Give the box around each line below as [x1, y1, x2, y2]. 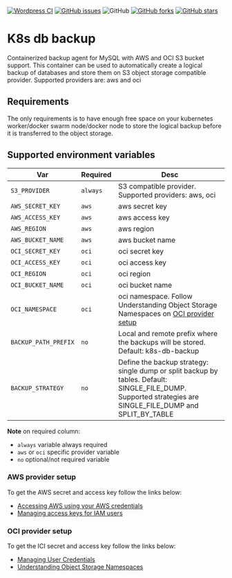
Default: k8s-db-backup [118, 346, 200, 356]
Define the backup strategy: [118, 357, 209, 367]
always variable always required [17, 440, 108, 448]
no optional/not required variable [17, 455, 110, 464]
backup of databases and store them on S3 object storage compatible [7, 68, 206, 76]
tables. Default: [118, 374, 168, 384]
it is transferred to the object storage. [7, 129, 114, 137]
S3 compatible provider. [118, 181, 197, 191]
